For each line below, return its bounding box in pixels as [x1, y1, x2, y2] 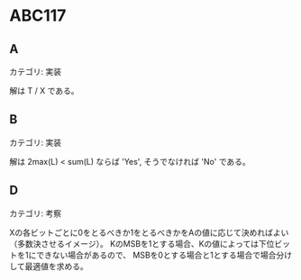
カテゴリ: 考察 [9, 208, 61, 219]
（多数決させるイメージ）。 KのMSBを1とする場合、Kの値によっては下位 [9, 238, 275, 248]
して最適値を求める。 [9, 260, 88, 271]
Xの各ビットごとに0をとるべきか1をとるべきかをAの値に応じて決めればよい [9, 227, 289, 238]
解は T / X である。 [9, 86, 79, 95]
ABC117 [9, 5, 67, 26]
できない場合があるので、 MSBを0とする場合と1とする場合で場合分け [35, 249, 293, 260]
